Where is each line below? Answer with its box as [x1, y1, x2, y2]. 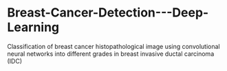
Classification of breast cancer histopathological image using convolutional [7, 42, 220, 50]
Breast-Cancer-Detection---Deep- [7, 5, 209, 21]
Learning [7, 19, 60, 35]
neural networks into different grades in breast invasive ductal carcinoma [7, 50, 215, 58]
